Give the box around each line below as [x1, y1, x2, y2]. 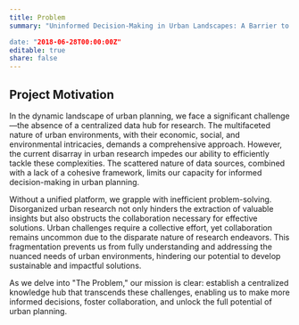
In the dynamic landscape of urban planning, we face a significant [9, 110, 253, 121]
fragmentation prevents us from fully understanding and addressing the [9, 241, 272, 252]
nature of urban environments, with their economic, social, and [9, 129, 241, 140]
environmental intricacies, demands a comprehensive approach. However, [9, 139, 283, 150]
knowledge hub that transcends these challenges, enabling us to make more [9, 287, 290, 297]
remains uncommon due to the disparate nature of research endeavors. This [9, 232, 290, 242]
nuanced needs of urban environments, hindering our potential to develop [9, 250, 281, 261]
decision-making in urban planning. [9, 176, 140, 187]
